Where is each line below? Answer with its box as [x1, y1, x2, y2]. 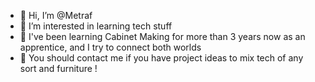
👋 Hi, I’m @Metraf [19, 10, 93, 21]
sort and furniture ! [19, 63, 98, 74]
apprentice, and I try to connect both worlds [19, 41, 202, 53]
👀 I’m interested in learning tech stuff [19, 20, 173, 32]
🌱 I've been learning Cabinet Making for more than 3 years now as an [19, 31, 306, 42]
